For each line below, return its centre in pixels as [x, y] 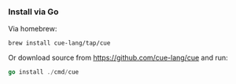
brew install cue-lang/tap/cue [59, 43]
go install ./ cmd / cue [44, 72]
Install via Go [33, 12]
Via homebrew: [33, 29]
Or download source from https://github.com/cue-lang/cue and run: [118, 58]
